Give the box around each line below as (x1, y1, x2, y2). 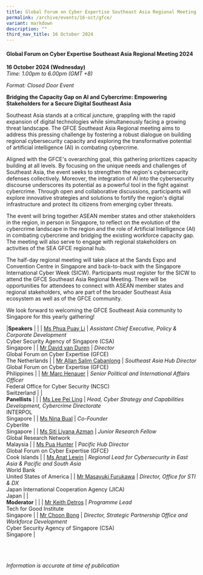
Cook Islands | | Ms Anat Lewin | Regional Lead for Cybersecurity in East (6, 454, 188, 461)
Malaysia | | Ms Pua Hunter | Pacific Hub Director (6, 440, 129, 448)
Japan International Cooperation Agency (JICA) (6, 486, 125, 493)
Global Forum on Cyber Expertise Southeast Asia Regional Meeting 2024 (6, 50, 193, 58)
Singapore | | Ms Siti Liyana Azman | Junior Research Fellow (6, 428, 156, 435)
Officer (6, 376, 24, 384)
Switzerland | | (6, 389, 42, 397)
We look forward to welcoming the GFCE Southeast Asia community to (6, 307, 183, 314)
